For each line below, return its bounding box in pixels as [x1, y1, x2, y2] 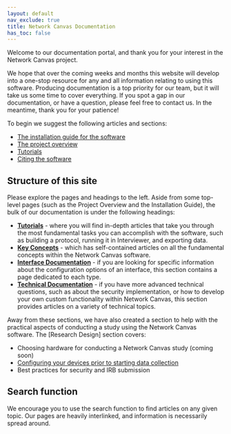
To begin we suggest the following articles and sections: [7, 119, 168, 128]
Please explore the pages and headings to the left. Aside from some [7, 193, 200, 201]
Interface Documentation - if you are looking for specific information [17, 258, 214, 266]
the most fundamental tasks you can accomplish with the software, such [17, 229, 224, 237]
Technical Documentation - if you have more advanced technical [17, 280, 204, 289]
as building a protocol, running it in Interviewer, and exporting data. [17, 236, 208, 244]
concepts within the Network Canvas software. [17, 251, 151, 260]
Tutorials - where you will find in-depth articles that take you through [17, 221, 214, 230]
